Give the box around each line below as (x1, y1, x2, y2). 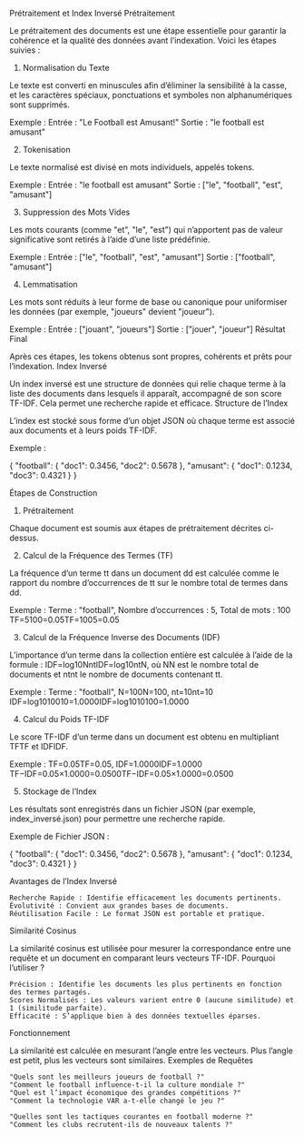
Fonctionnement (9, 1028, 71, 1038)
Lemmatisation (22, 279, 79, 289)
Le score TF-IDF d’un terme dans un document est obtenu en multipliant (9, 731, 279, 742)
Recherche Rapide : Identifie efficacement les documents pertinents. (9, 893, 282, 902)
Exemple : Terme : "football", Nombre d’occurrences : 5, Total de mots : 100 (9, 605, 291, 615)
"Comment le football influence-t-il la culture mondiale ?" (9, 1081, 246, 1090)
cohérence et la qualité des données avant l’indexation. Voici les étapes (9, 35, 277, 45)
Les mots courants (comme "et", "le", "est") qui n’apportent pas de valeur (9, 225, 283, 235)
